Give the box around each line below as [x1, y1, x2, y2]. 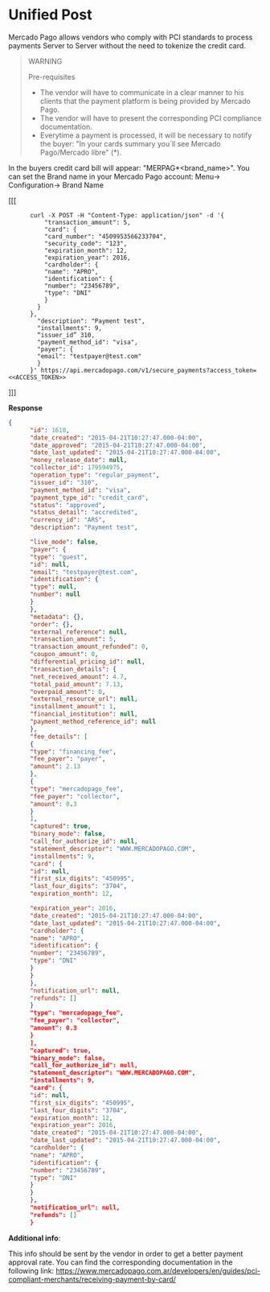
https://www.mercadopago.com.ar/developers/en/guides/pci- [55, 1265, 261, 1275]
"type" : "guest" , [29, 553, 88, 561]
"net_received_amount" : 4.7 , [29, 672, 128, 681]
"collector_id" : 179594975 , [29, 464, 125, 472]
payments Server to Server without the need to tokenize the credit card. [8, 40, 247, 50]
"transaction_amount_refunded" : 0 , [29, 642, 149, 651]
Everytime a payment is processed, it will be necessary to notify [39, 130, 252, 140]
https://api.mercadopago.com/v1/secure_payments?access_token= [40, 366, 257, 374]
